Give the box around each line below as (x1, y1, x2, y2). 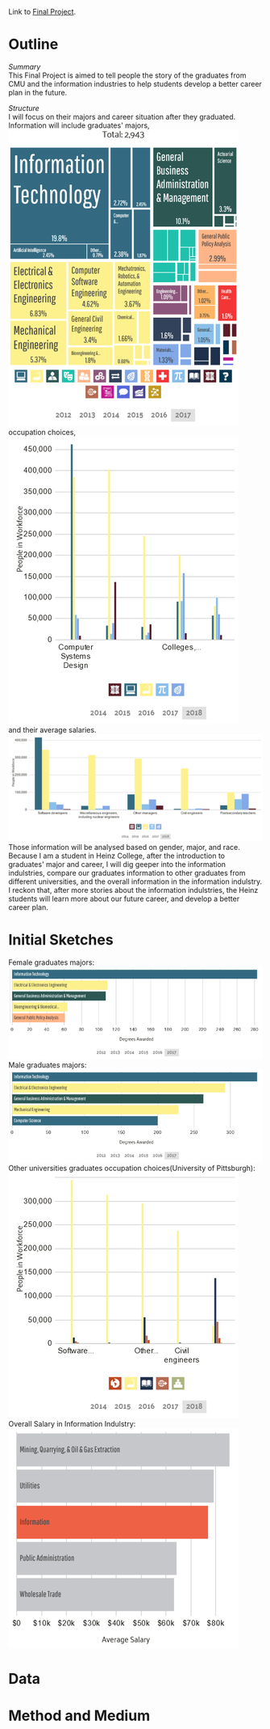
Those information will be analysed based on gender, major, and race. (8, 842, 240, 852)
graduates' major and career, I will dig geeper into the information (8, 859, 226, 869)
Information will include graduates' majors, (8, 120, 151, 130)
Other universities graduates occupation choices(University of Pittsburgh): (8, 1164, 255, 1173)
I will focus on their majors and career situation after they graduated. (8, 112, 236, 121)
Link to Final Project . (8, 7, 77, 16)
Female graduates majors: (8, 958, 95, 967)
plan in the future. (8, 87, 68, 97)
